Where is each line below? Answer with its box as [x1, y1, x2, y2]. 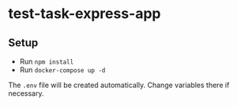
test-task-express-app [8, 5, 161, 23]
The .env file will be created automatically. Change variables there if [8, 80, 230, 90]
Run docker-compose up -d [19, 65, 106, 75]
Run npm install [19, 57, 74, 66]
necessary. [8, 89, 45, 98]
